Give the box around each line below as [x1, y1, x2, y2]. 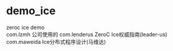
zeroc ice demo [6, 24, 45, 31]
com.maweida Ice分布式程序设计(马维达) [6, 38, 107, 45]
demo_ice [6, 4, 56, 18]
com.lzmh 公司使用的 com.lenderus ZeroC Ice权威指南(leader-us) [6, 31, 168, 38]
